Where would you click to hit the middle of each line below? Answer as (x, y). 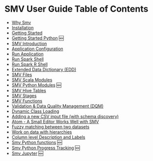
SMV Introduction (29, 43)
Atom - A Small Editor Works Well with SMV (55, 121)
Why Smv (21, 22)
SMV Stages (24, 96)
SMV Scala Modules (32, 80)
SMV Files (22, 75)
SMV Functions (27, 101)
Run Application (28, 54)
